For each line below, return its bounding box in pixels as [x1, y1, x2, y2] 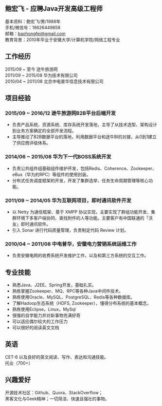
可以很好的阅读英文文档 [12, 325, 59, 331]
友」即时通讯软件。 [12, 221, 51, 227]
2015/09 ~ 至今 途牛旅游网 [5, 66, 58, 72]
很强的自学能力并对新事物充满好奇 [12, 313, 81, 318]
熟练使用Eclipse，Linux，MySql [12, 306, 76, 313]
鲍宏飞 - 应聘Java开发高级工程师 [5, 4, 103, 13]
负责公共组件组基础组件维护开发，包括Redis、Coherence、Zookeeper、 [12, 165, 157, 171]
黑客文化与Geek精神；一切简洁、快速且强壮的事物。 [5, 396, 109, 402]
